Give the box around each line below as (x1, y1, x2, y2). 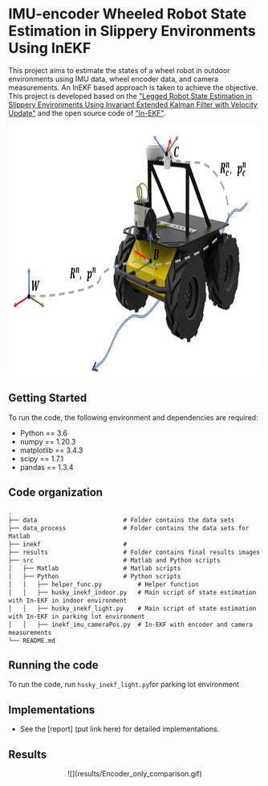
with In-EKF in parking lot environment (8, 612, 146, 620)
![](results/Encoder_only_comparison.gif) (67, 769, 202, 778)
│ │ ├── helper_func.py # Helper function (8, 580, 199, 588)
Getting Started (8, 391, 87, 405)
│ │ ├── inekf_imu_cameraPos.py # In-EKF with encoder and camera (8, 620, 253, 628)
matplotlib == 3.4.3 (19, 445, 83, 455)
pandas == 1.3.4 (19, 462, 74, 472)
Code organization (8, 485, 103, 499)
